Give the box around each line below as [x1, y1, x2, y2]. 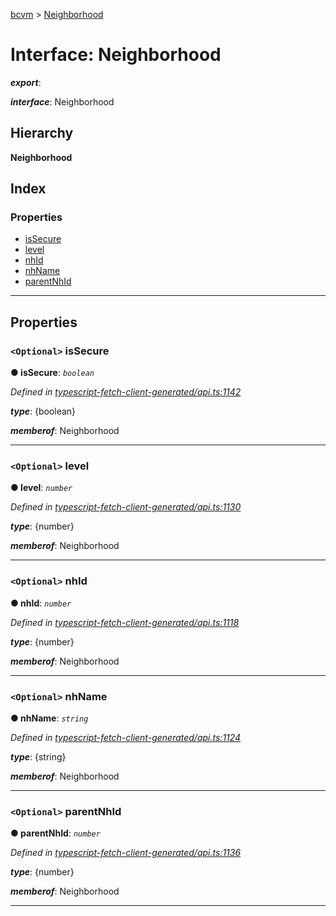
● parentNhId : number [10, 827, 101, 839]
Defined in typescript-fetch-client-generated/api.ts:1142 [10, 386, 242, 398]
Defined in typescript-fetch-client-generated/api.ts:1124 [10, 732, 242, 744]
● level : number [10, 482, 73, 494]
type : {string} [10, 751, 67, 763]
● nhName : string [10, 712, 89, 724]
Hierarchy [10, 125, 74, 142]
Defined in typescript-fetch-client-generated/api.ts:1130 [10, 501, 242, 513]
